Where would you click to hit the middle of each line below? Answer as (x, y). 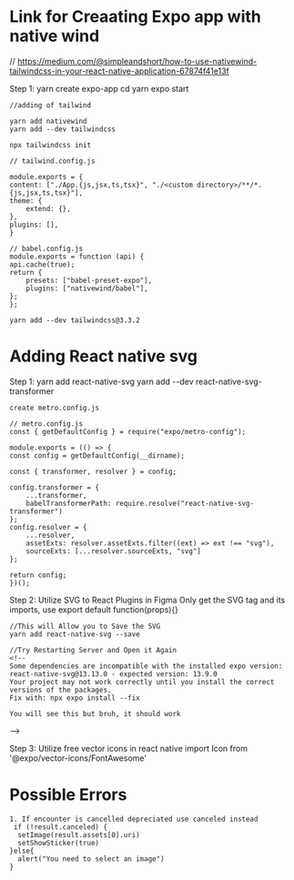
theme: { (26, 201)
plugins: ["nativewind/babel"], (87, 288)
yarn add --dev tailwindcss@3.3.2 (75, 320)
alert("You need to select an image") (91, 859)
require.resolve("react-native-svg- (185, 503)
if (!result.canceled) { (60, 827)
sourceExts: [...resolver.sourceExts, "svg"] (114, 551)
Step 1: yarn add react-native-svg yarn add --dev (101, 381)
